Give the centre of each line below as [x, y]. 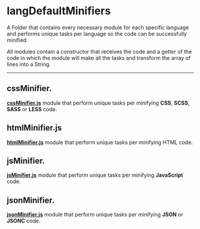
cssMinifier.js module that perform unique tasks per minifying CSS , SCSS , [98, 103]
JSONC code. [24, 221]
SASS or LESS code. [32, 109]
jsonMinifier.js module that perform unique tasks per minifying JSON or [95, 215]
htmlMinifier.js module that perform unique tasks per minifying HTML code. [100, 142]
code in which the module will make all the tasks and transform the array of [99, 58]
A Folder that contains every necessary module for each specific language [98, 27]
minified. [18, 40]
